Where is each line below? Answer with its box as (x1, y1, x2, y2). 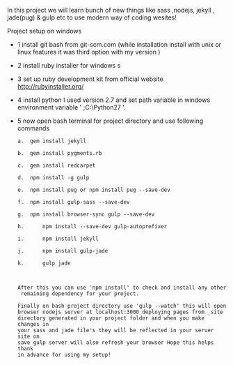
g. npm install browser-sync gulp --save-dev (17, 211, 155, 218)
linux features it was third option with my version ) (17, 48, 161, 56)
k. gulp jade (17, 260, 71, 267)
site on (17, 333, 40, 340)
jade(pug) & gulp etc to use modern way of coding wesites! (7, 13, 177, 22)
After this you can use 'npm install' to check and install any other (17, 284, 227, 291)
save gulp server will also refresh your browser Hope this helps (17, 339, 214, 346)
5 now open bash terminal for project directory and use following (17, 117, 204, 125)
